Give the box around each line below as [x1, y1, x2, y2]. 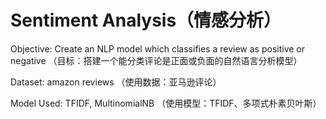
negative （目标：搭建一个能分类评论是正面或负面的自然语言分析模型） [10, 54, 303, 66]
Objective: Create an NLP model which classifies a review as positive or [10, 42, 306, 55]
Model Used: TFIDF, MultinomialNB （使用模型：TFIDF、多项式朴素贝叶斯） [10, 97, 322, 109]
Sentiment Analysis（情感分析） [10, 9, 282, 32]
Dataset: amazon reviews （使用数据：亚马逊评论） [10, 76, 222, 88]
